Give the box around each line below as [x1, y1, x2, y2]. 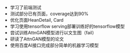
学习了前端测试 [10, 5, 41, 10]
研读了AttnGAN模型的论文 [10, 36, 64, 42]
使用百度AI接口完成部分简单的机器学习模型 [10, 42, 99, 48]
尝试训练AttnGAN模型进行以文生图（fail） [10, 30, 97, 35]
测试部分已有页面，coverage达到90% [10, 11, 89, 17]
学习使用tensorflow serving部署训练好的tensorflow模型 [10, 23, 125, 29]
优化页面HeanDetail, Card [10, 17, 64, 23]
